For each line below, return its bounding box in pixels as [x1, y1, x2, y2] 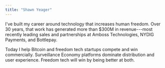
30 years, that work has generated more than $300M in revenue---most [5, 26, 153, 32]
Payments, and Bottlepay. [5, 37, 58, 43]
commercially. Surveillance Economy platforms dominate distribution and [5, 52, 155, 58]
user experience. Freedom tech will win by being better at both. [5, 57, 135, 63]
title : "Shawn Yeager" [5, 7, 52, 12]
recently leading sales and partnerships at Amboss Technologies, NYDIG [5, 31, 154, 37]
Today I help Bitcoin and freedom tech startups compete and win [5, 46, 138, 52]
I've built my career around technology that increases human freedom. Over [5, 21, 161, 27]
